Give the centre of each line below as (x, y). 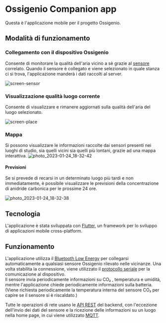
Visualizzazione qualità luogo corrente (53, 96)
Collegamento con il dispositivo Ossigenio (57, 52)
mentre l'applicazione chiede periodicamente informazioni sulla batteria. (79, 285)
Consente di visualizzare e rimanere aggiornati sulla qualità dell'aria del (78, 107)
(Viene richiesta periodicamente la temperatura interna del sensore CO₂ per (82, 290)
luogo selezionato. (24, 112)
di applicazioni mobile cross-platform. (44, 231)
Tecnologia (23, 214)
